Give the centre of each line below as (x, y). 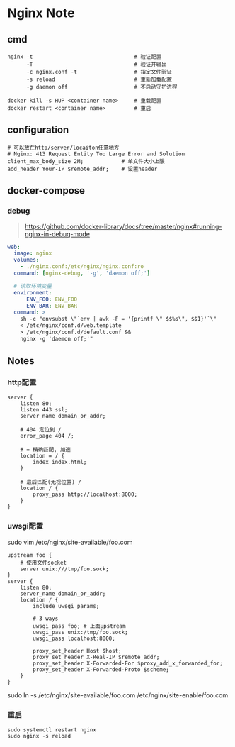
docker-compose (46, 190)
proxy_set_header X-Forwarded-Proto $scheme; (101, 669)
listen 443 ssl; (44, 410)
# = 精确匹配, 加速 (45, 450)
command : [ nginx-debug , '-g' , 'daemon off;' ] (82, 273)
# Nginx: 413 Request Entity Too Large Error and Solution (96, 154)
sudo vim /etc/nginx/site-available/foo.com (70, 542)
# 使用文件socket (44, 563)
